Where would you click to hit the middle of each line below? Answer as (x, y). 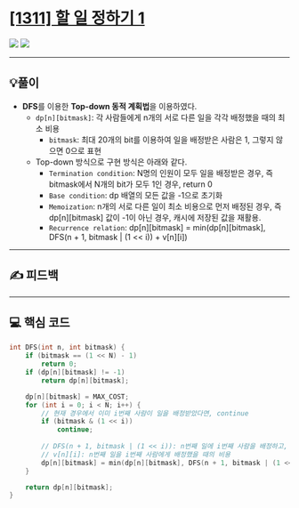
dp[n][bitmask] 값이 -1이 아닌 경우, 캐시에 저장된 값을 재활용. (155, 217)
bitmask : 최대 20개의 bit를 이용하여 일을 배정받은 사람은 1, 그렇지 (161, 140)
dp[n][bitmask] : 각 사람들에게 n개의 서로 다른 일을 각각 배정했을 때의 (155, 117)
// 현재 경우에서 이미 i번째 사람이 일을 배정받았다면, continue (145, 413)
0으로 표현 (84, 150)
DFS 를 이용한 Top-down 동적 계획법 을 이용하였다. (109, 106)
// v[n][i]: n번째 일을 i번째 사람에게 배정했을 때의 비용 (136, 455)
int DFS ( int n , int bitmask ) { (67, 348)
